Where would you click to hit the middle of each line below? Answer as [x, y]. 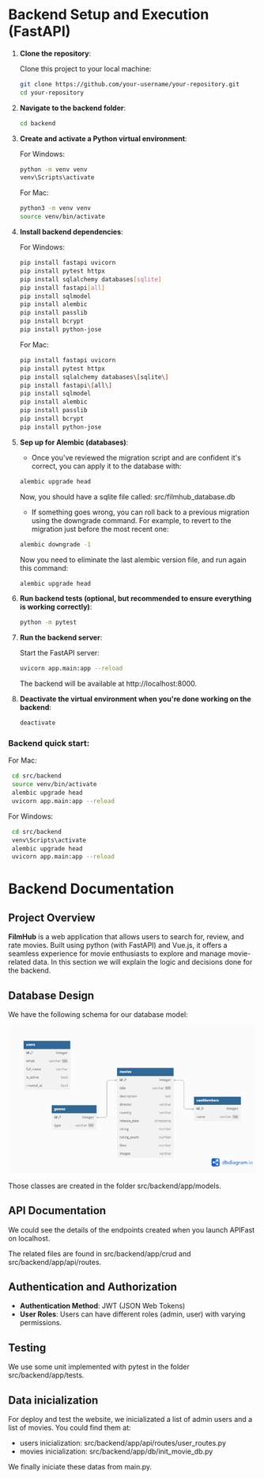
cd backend [38, 123]
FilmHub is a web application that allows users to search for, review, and [126, 937]
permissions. [40, 1323]
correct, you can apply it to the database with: [106, 466]
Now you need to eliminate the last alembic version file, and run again [133, 560]
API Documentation [57, 1211]
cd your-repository [52, 93]
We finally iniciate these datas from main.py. [80, 1467]
